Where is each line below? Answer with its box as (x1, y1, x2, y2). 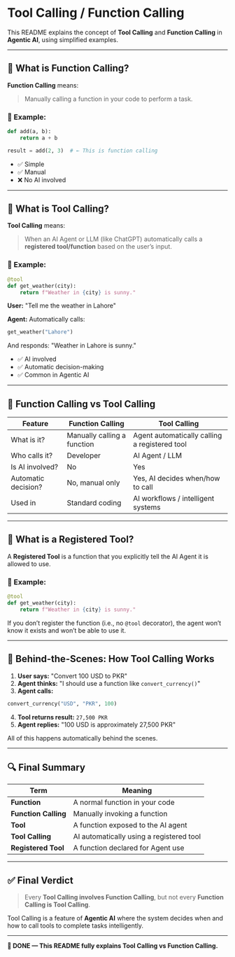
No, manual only (66, 478, 120, 488)
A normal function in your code (73, 797, 175, 807)
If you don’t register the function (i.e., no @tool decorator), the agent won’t (7, 619, 222, 627)
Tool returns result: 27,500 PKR (17, 712, 108, 721)
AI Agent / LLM (132, 450, 183, 460)
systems (132, 502, 161, 512)
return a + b (20, 135, 58, 142)
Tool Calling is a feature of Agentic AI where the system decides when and (7, 914, 224, 923)
